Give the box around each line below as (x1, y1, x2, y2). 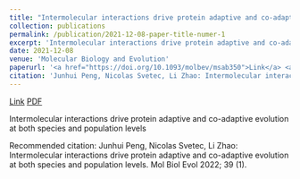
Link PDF (9, 96, 43, 107)
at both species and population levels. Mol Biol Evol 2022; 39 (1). (9, 158, 247, 170)
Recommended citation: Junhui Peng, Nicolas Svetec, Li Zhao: (9, 140, 238, 150)
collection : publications (9, 21, 105, 30)
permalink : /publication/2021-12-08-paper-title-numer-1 (9, 30, 226, 38)
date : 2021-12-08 (9, 47, 74, 55)
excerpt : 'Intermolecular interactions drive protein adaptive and (9, 38, 266, 47)
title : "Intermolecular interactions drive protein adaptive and (9, 13, 257, 22)
